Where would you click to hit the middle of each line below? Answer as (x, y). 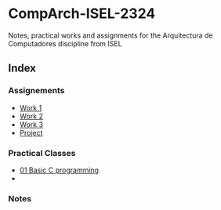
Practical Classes (42, 153)
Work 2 (31, 116)
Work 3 (31, 124)
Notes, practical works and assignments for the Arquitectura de (110, 35)
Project (31, 132)
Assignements (36, 91)
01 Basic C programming (59, 170)
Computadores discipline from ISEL (65, 43)
